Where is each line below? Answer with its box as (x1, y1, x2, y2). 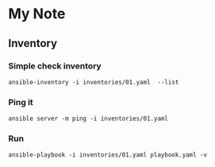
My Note (8, 5, 66, 23)
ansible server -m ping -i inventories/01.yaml (8, 115, 169, 123)
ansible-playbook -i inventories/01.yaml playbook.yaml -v (8, 151, 208, 159)
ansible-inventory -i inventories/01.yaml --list (8, 78, 179, 86)
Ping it (8, 96, 33, 107)
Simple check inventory (8, 60, 102, 72)
